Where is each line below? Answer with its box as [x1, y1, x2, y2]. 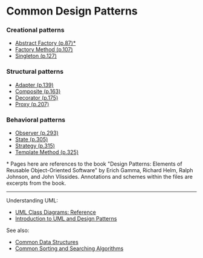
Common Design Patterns [6, 4, 138, 18]
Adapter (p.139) [14, 81, 54, 88]
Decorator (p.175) [14, 94, 59, 101]
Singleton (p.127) [14, 53, 57, 60]
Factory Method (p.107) [14, 46, 74, 53]
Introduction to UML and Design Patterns [14, 215, 117, 222]
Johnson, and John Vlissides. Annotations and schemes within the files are [6, 173, 193, 181]
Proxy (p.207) [14, 100, 50, 108]
